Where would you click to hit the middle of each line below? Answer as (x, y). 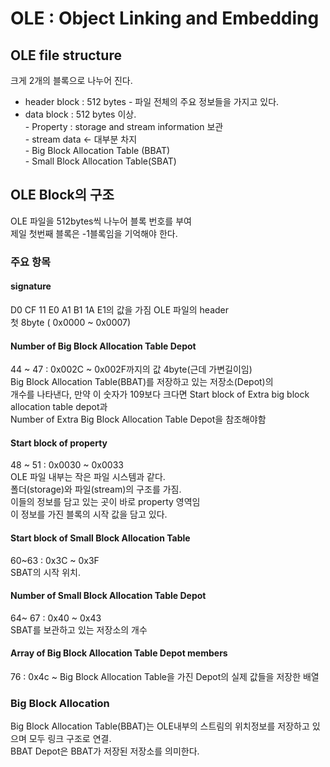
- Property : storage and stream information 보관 (124, 126)
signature (31, 286)
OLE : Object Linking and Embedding (165, 18)
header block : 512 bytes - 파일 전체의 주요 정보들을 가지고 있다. (152, 101)
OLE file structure (66, 55)
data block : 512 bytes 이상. (80, 114)
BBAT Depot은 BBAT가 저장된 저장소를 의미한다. (105, 751)
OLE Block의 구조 (62, 195)
